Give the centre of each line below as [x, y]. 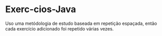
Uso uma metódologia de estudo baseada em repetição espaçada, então [81, 23]
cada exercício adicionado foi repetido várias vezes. [59, 28]
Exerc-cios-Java [41, 9]
